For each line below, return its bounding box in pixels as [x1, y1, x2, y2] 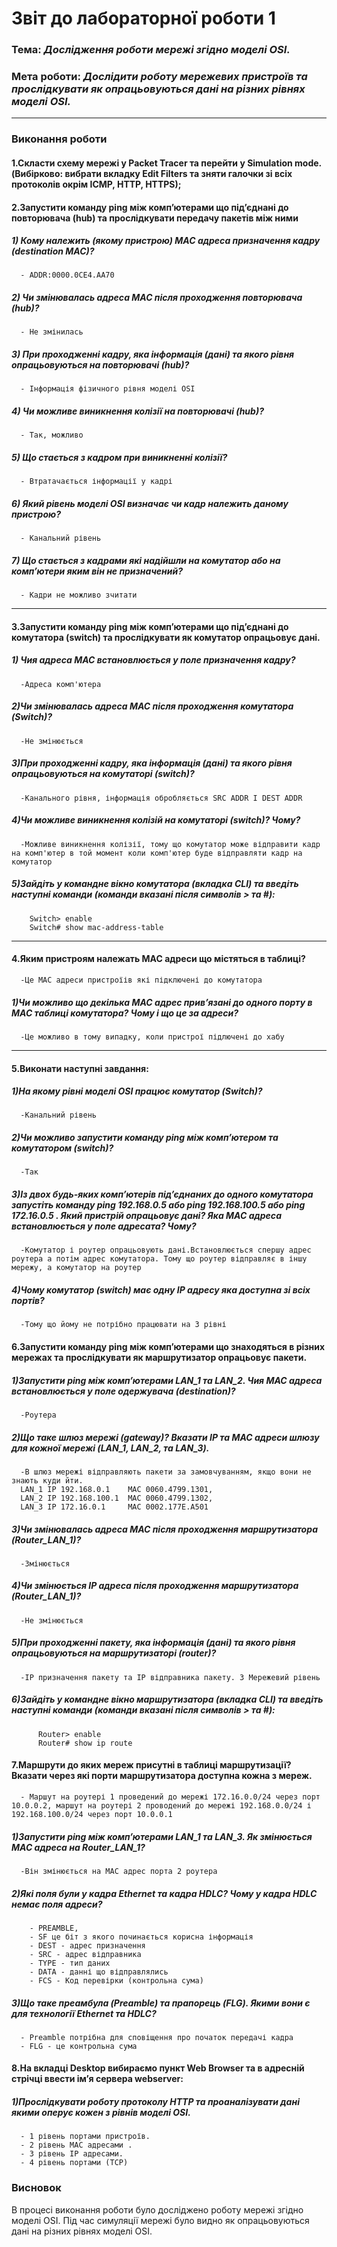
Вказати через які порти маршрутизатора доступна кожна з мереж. [11, 1770, 313, 1782]
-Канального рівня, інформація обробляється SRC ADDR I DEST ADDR [20, 793, 303, 803]
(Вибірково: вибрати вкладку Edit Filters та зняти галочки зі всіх [11, 167, 293, 179]
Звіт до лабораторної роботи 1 [11, 7, 276, 30]
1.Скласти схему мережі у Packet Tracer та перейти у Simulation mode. [11, 157, 322, 169]
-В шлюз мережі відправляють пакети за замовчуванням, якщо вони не [20, 1467, 312, 1477]
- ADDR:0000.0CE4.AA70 [20, 270, 115, 281]
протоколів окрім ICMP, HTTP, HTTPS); [11, 178, 182, 190]
